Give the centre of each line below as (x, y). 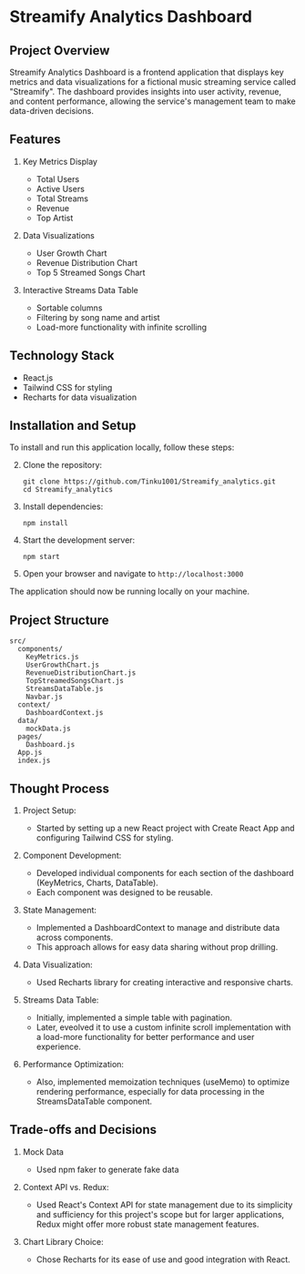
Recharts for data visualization (80, 397)
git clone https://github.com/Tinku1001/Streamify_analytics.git (149, 482)
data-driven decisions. (51, 111)
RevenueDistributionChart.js (81, 673)
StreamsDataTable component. (94, 1101)
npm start (41, 557)
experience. (59, 1047)
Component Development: (72, 856)
